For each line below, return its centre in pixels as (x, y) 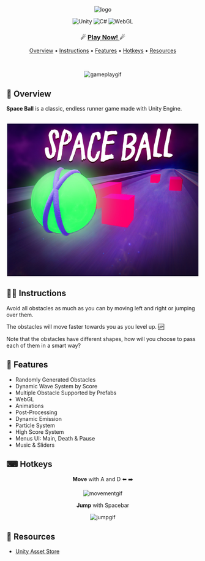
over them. (20, 315)
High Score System (39, 432)
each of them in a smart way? (44, 345)
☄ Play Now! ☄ (103, 37)
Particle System (35, 425)
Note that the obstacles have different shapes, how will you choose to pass (101, 339)
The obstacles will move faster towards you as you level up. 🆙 (85, 326)
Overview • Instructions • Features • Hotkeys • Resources (102, 51)
